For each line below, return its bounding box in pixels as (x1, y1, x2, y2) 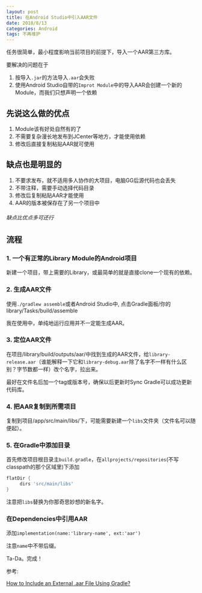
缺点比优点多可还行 (6, 214, 54, 221)
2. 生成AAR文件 (6, 285, 52, 294)
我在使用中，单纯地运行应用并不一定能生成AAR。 (6, 319, 128, 326)
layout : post (6, 8, 39, 15)
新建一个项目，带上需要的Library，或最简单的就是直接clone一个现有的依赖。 (6, 269, 195, 276)
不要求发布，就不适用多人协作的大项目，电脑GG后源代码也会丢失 (14, 177, 176, 184)
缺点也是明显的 (6, 160, 62, 170)
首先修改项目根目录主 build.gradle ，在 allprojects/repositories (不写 (6, 456, 179, 463)
